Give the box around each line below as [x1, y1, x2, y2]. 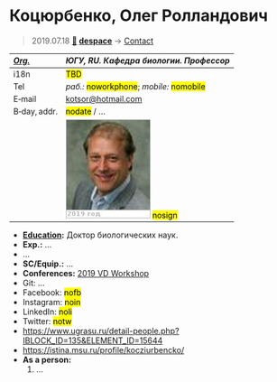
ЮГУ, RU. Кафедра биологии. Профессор [65, 55, 230, 66]
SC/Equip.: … [22, 258, 74, 269]
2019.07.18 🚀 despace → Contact [31, 35, 154, 46]
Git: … [22, 277, 45, 289]
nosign [152, 210, 178, 220]
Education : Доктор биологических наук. [22, 229, 179, 240]
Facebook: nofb [22, 287, 82, 298]
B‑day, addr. [13, 106, 59, 117]
